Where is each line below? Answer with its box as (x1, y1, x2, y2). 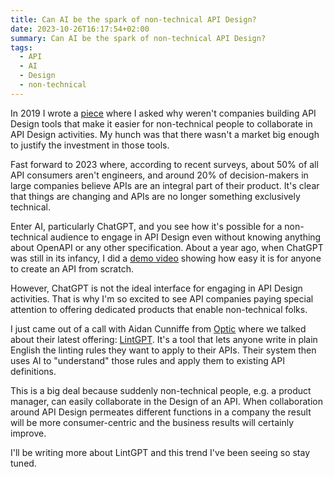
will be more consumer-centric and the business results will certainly (10, 416, 295, 428)
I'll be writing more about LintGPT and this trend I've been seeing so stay (10, 446, 311, 458)
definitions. (10, 365, 57, 377)
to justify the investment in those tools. (10, 139, 170, 151)
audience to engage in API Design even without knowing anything (49, 231, 322, 243)
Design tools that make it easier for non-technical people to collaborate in (10, 117, 313, 130)
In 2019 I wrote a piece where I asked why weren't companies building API (10, 107, 317, 119)
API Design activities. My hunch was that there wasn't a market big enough (10, 128, 320, 140)
